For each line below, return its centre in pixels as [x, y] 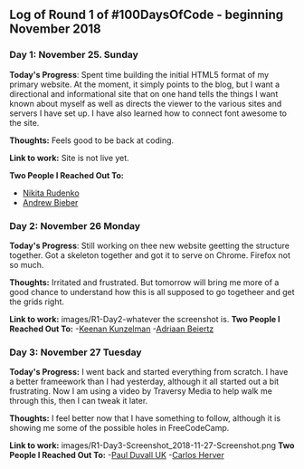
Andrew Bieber [50, 202]
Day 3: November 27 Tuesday [76, 352]
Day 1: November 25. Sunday [74, 55]
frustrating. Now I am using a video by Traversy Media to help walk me [141, 391]
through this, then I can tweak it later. [79, 401]
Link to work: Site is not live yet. [69, 158]
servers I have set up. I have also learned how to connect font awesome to [148, 113]
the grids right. [37, 301]
